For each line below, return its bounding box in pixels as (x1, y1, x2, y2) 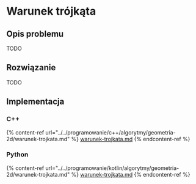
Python (6, 150, 29, 159)
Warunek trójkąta (6, 4, 96, 18)
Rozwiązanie (6, 62, 56, 73)
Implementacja (6, 97, 65, 107)
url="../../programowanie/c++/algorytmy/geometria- (45, 128, 176, 136)
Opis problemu (6, 29, 64, 39)
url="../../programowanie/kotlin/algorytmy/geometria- (45, 164, 180, 172)
